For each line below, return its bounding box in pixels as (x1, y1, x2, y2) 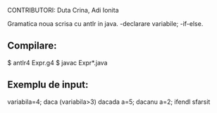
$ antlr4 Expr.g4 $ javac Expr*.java (7, 58, 108, 67)
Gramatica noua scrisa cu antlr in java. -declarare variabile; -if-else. (7, 20, 204, 27)
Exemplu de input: (7, 79, 89, 91)
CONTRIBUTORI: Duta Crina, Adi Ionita (7, 6, 119, 14)
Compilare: (7, 40, 57, 52)
